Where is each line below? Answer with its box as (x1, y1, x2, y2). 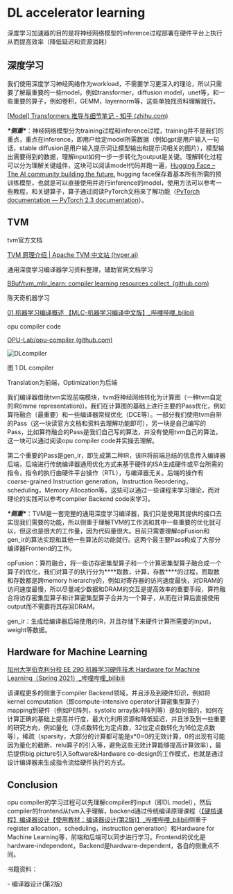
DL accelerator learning (7, 5, 146, 21)
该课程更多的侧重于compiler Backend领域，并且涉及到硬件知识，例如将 (7, 689, 211, 697)
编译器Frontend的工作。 (7, 544, 76, 552)
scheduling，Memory (7, 486, 69, 494)
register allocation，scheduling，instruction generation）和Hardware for (7, 825, 215, 833)
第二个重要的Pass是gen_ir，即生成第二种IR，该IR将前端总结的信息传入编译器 (7, 451, 226, 459)
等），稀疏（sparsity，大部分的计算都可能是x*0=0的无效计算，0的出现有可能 (7, 732, 225, 740)
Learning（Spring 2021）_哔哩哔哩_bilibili (7, 674, 126, 682)
